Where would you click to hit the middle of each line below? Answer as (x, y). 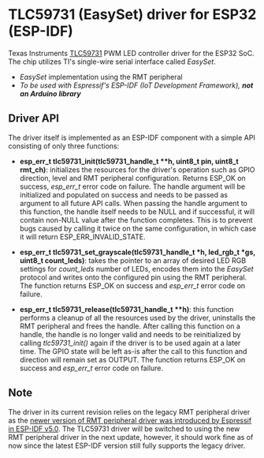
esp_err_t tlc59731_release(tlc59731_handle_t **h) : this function (126, 309)
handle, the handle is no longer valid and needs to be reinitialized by (130, 334)
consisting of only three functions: (64, 146)
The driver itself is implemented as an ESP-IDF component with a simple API (132, 137)
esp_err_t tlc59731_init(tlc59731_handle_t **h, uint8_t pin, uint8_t (129, 161)
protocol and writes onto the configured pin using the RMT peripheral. (133, 277)
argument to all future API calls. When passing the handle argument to (134, 203)
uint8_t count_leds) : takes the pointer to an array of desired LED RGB (133, 260)
